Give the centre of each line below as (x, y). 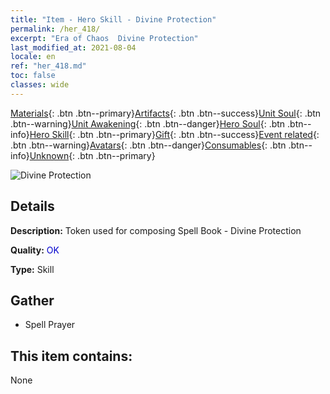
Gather (32, 300)
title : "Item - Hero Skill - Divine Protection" (113, 19)
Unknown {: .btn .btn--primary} (92, 155)
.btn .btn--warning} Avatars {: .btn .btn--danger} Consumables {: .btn (148, 145)
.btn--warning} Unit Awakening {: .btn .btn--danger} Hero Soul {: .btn (148, 123)
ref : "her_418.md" (48, 66)
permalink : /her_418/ (55, 29)
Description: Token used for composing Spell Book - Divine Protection (156, 230)
